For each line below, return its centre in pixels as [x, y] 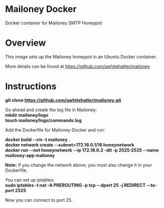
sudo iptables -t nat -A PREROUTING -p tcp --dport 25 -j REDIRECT [75, 185]
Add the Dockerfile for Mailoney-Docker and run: [55, 130]
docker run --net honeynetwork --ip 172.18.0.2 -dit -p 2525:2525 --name [82, 150]
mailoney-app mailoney [30, 155]
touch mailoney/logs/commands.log [43, 120]
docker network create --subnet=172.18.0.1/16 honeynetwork [70, 144]
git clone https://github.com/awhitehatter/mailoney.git [63, 100]
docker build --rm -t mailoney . [38, 139]
